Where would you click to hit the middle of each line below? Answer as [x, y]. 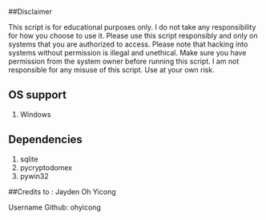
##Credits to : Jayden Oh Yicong [62, 191]
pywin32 [34, 176]
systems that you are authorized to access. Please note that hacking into [128, 44]
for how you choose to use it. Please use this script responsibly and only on [133, 36]
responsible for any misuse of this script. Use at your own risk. [111, 70]
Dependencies [45, 140]
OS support [37, 95]
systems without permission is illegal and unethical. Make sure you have [127, 53]
